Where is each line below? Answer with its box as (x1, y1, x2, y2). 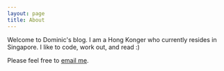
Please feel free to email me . (7, 56, 89, 64)
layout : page (7, 10, 45, 17)
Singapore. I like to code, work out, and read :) (7, 43, 141, 51)
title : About (7, 17, 45, 23)
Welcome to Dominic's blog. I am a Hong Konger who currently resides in (7, 35, 217, 43)
